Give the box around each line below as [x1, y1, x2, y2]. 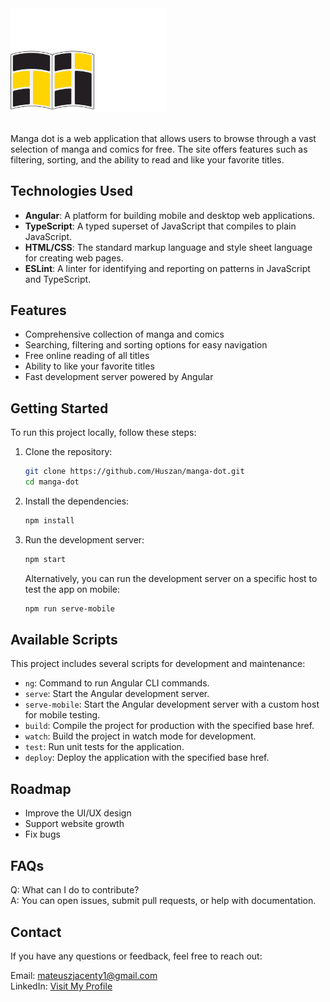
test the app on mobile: [24, 583, 121, 595]
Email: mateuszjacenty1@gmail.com [10, 969, 158, 981]
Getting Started [10, 400, 109, 417]
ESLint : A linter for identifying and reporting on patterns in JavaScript [24, 262, 311, 274]
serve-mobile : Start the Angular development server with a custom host [24, 698, 320, 711]
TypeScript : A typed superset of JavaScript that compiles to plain [24, 220, 297, 232]
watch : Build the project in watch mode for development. [24, 730, 257, 742]
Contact [10, 923, 62, 941]
